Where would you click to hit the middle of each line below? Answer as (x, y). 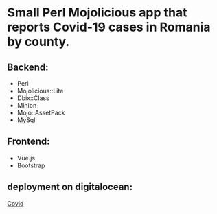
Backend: (28, 67)
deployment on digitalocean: (70, 187)
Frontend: (28, 142)
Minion (27, 105)
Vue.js (26, 158)
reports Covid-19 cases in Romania (109, 27)
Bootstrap (31, 165)
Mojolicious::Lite (40, 91)
